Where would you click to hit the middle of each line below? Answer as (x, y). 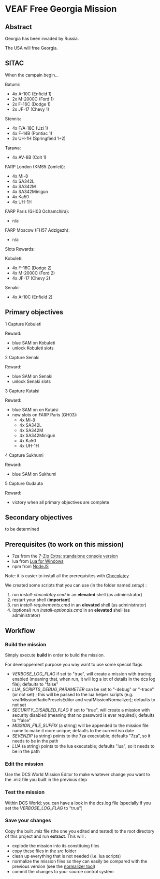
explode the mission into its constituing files (56, 845)
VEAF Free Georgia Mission (61, 9)
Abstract (19, 27)
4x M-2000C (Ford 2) (33, 273)
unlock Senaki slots (31, 381)
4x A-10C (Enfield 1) (32, 94)
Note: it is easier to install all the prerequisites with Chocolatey (67, 576)
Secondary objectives (39, 518)
